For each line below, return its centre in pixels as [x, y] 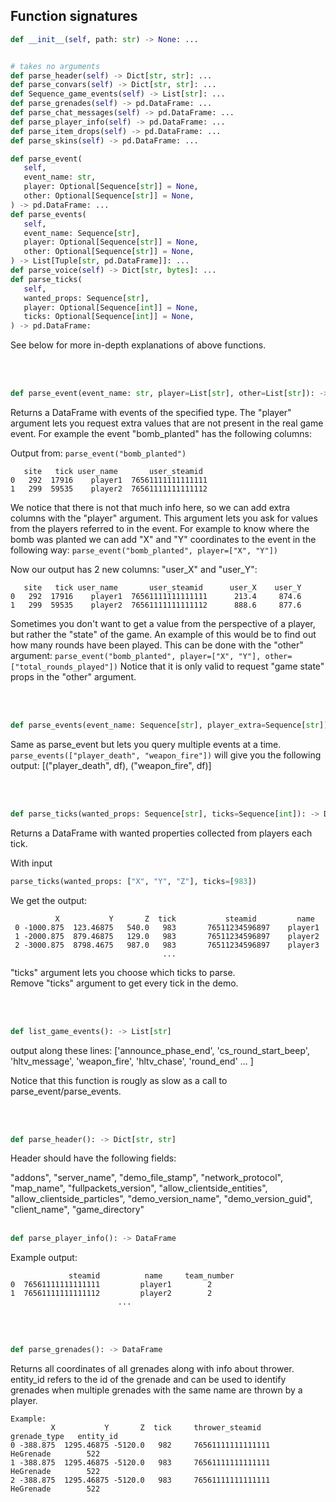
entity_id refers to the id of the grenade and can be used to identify [148, 1380]
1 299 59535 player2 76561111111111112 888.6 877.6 [156, 605]
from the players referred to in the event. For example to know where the [160, 529]
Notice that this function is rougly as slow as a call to [119, 1080]
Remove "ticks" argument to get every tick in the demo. [124, 983]
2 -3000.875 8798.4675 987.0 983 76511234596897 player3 [167, 945]
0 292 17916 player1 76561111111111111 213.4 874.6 [156, 597]
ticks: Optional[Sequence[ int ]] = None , [109, 317]
